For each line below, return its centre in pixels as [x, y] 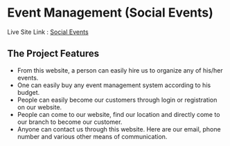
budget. [28, 92]
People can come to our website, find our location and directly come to [118, 114]
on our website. [39, 107]
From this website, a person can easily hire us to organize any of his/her [120, 70]
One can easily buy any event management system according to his [114, 85]
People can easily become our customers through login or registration [117, 100]
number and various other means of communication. [92, 136]
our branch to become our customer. [70, 122]
